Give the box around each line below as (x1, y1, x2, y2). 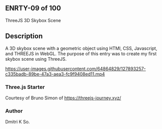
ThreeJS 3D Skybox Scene (5, 17, 61, 23)
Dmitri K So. (5, 119, 30, 125)
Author (5, 107, 23, 114)
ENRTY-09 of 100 (5, 4, 61, 13)
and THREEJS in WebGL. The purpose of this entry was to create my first (5, 50, 157, 57)
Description (5, 32, 43, 41)
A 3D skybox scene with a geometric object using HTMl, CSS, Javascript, (5, 45, 157, 51)
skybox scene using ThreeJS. (5, 56, 67, 62)
